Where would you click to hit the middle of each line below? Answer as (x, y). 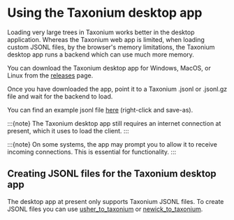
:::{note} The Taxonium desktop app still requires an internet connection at (114, 123)
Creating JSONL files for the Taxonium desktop (112, 174)
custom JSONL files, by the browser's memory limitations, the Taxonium (111, 47)
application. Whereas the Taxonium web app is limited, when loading (106, 39)
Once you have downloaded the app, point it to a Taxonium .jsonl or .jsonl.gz (117, 89)
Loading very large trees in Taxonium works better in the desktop (101, 32)
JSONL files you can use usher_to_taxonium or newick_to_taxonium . (105, 209)
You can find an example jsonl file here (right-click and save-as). (100, 110)
